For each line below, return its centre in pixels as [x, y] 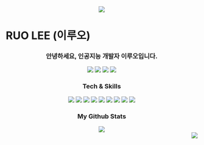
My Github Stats [102, 116]
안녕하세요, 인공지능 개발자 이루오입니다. [102, 56]
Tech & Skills [102, 87]
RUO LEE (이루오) [48, 36]
